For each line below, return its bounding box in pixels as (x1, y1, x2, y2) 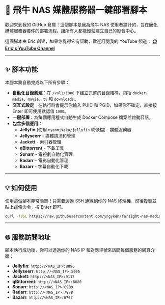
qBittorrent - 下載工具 (19, 145, 64, 151)
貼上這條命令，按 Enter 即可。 (5, 204, 66, 210)
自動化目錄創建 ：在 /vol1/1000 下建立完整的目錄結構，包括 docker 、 (12, 89, 151, 96)
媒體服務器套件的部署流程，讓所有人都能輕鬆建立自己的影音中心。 (5, 28, 138, 33)
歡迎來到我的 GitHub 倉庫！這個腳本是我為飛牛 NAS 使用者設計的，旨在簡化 (5, 22, 158, 28)
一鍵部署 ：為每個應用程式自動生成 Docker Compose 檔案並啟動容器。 (12, 114, 154, 120)
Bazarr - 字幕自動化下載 (19, 163, 68, 169)
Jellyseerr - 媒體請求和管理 (19, 133, 76, 139)
